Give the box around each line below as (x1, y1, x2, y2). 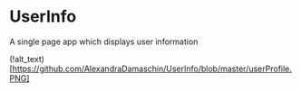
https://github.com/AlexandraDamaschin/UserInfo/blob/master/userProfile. (12, 63, 293, 74)
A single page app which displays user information (9, 36, 199, 47)
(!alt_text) (9, 53, 45, 64)
